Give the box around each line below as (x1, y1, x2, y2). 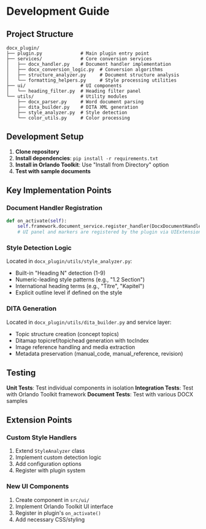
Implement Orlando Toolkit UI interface (15, 503, 113, 510)
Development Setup (6, 131, 84, 142)
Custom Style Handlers (6, 433, 77, 442)
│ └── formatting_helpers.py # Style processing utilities (6, 77, 177, 84)
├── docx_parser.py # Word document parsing (17, 99, 144, 105)
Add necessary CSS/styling (15, 515, 85, 523)
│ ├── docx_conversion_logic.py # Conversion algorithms (6, 66, 164, 72)
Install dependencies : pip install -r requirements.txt (15, 154, 158, 162)
